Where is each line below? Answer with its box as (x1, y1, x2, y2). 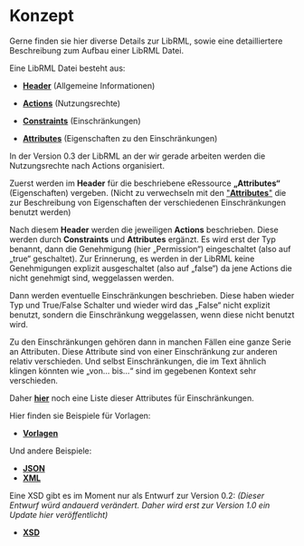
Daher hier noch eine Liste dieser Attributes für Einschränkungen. (9, 392, 255, 404)
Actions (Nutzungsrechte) (22, 97, 120, 109)
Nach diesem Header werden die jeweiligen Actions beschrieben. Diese (9, 224, 279, 235)
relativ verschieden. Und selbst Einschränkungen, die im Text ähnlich (9, 356, 267, 366)
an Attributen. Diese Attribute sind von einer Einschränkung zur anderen (9, 346, 278, 356)
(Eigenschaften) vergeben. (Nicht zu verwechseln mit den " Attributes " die (9, 187, 287, 198)
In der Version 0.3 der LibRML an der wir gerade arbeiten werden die (9, 151, 266, 161)
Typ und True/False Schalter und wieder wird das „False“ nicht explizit (9, 299, 271, 310)
